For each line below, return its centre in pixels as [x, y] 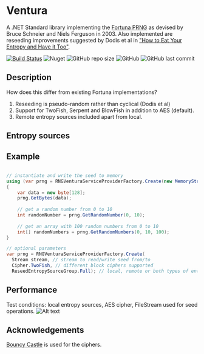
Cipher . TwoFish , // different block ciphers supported [83, 265]
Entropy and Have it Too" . [38, 47]
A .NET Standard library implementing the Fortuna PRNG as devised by [95, 27]
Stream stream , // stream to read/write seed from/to [81, 260]
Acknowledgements [45, 330]
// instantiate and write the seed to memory [65, 175]
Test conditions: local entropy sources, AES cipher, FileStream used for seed [102, 304]
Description [29, 77]
